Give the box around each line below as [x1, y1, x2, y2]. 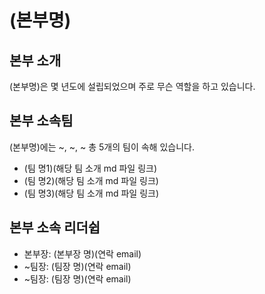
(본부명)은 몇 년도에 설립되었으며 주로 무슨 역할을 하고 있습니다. [9, 81, 256, 92]
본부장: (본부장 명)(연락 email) [23, 247, 142, 260]
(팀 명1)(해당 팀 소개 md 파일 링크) [23, 162, 158, 174]
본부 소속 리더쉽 [9, 219, 101, 236]
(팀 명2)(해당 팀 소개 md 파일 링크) [23, 174, 159, 186]
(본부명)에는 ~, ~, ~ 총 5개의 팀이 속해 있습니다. [9, 141, 195, 153]
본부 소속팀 [9, 112, 74, 130]
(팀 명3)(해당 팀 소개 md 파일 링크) [23, 187, 160, 199]
